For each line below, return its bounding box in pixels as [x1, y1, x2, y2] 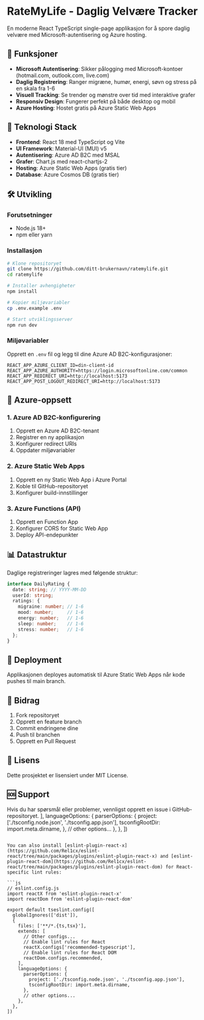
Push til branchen [15, 731, 60, 739]
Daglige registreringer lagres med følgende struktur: [7, 569, 138, 576]
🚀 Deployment [7, 654, 62, 665]
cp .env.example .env [7, 305, 62, 311]
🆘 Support [7, 789, 49, 800]
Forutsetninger [7, 210, 53, 219]
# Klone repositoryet [7, 260, 62, 266]
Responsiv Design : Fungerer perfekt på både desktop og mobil [15, 97, 176, 105]
